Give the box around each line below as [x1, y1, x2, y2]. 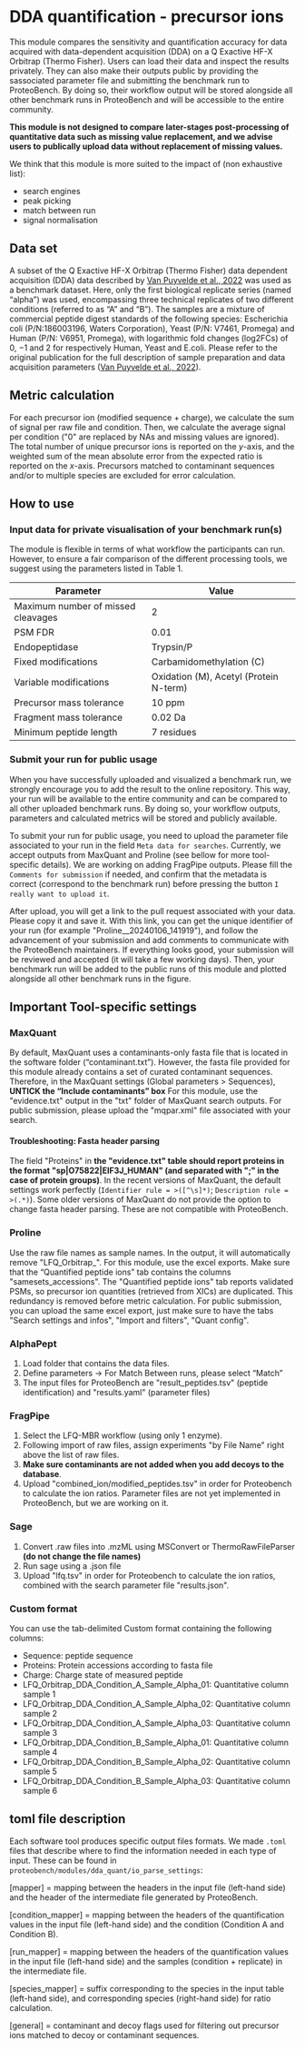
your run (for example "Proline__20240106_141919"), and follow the [9, 924, 259, 936]
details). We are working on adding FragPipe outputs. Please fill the [41, 859, 293, 870]
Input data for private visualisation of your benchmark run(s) [9, 523, 283, 536]
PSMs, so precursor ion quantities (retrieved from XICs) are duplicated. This [9, 1286, 293, 1296]
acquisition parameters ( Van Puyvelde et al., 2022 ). [9, 361, 202, 372]
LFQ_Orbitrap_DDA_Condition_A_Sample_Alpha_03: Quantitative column [22, 1718, 290, 1729]
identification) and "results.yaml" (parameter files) [22, 1387, 211, 1398]
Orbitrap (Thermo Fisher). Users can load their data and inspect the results [9, 55, 290, 66]
